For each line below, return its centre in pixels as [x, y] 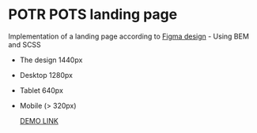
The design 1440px [51, 60]
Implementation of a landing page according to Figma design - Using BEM [128, 36]
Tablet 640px [41, 90]
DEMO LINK [39, 120]
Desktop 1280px [46, 75]
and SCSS [25, 44]
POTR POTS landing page [93, 15]
